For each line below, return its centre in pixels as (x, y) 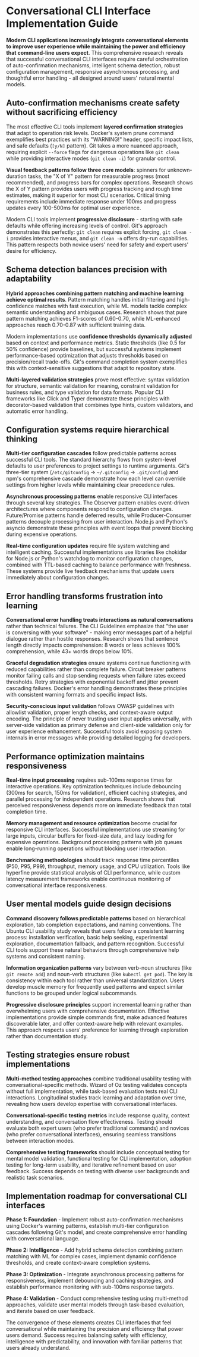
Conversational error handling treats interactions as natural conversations (100, 620)
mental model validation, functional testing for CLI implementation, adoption (99, 1158)
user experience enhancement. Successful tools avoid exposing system (94, 731)
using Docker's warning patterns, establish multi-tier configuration (88, 1226)
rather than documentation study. (47, 1036)
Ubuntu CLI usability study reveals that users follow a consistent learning (95, 931)
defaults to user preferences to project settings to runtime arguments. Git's (98, 466)
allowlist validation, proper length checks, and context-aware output (90, 713)
